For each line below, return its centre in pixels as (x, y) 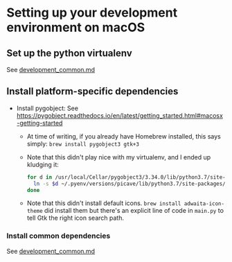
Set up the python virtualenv (69, 53)
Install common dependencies (59, 236)
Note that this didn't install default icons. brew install (104, 203)
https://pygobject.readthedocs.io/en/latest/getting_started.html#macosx (119, 115)
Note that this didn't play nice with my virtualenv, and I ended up (119, 157)
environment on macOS (76, 27)
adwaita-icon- (204, 204)
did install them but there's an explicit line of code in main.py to (134, 211)
